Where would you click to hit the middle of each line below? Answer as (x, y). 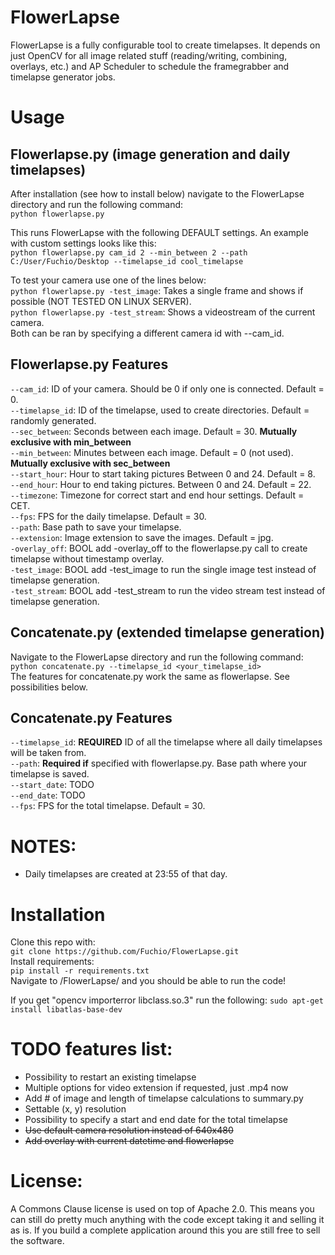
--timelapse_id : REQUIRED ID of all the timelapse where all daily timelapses (166, 742)
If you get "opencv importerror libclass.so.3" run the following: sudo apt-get (167, 1000)
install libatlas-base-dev (66, 1010)
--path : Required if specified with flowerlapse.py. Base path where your (159, 763)
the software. (37, 1241)
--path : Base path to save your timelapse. (96, 527)
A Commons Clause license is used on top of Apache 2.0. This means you (162, 1209)
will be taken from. (48, 753)
